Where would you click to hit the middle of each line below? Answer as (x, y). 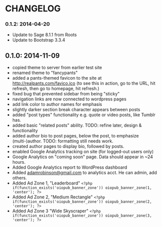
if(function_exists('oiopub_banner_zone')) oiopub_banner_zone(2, (82, 202)
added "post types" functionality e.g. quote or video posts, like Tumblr (84, 115)
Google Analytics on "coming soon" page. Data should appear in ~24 (82, 157)
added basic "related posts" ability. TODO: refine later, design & (77, 125)
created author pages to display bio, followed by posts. (68, 146)
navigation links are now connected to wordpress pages (69, 99)
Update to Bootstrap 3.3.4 (39, 40)
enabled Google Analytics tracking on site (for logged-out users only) (83, 152)
